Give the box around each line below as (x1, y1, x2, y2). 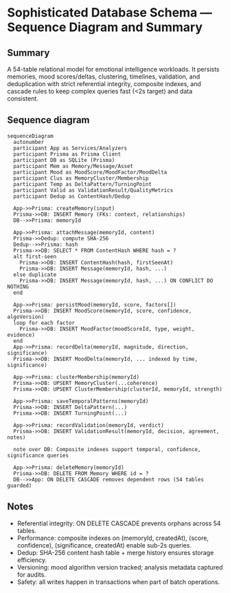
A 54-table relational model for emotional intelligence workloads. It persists (7, 65, 220, 73)
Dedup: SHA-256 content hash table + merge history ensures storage (16, 548, 214, 556)
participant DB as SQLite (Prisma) (13, 156, 115, 163)
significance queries (7, 452, 69, 459)
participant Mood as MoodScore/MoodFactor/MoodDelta (13, 169, 168, 176)
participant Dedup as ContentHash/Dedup (13, 193, 130, 200)
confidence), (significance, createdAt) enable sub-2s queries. (16, 541, 192, 549)
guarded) (7, 482, 32, 489)
